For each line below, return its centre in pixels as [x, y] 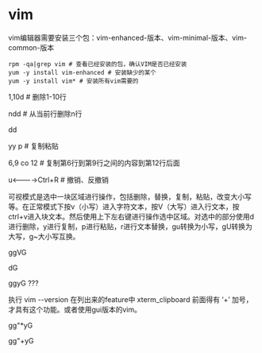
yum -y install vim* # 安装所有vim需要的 [73, 81]
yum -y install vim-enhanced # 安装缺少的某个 [82, 72]
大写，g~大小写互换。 [44, 236]
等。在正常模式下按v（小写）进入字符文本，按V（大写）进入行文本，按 [124, 206]
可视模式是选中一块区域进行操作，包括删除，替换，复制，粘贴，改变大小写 [130, 196]
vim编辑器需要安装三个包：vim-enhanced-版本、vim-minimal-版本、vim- [128, 37]
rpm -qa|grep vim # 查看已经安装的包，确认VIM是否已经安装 [98, 64]
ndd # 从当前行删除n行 [45, 114]
